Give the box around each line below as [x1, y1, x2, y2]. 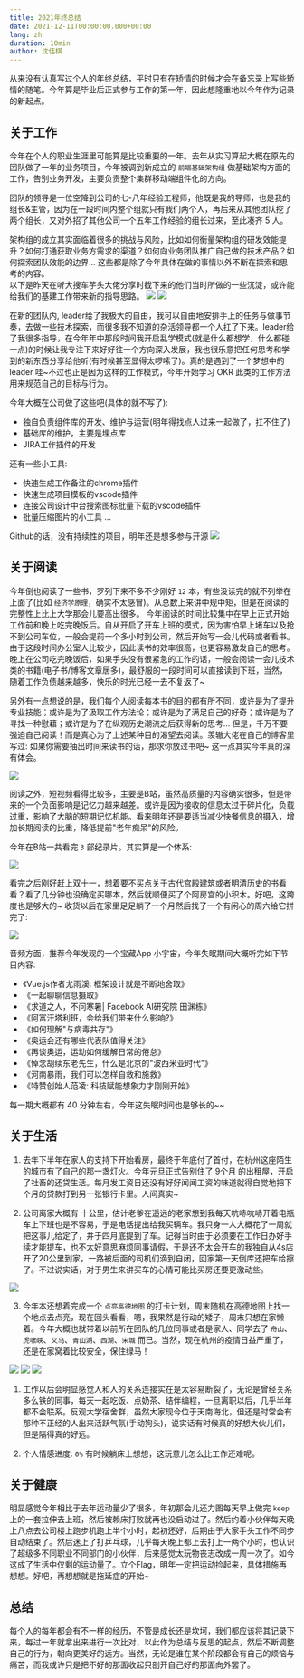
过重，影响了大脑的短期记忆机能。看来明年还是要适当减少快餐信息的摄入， [9, 810, 287, 821]
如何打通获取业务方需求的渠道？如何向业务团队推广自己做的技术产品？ [24, 245, 287, 256]
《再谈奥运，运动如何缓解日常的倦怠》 [22, 1046, 166, 1057]
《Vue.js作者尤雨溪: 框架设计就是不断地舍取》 [22, 978, 190, 989]
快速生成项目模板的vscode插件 [22, 488, 138, 499]
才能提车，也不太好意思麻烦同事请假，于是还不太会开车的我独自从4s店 [30, 1242, 294, 1252]
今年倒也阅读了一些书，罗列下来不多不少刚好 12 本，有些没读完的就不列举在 [9, 585, 292, 596]
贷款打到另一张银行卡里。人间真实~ [46, 1188, 179, 1199]
